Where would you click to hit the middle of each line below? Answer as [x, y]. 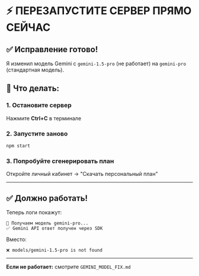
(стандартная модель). [35, 70]
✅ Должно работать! [47, 198]
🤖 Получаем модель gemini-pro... [47, 223]
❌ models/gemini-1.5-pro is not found [54, 250]
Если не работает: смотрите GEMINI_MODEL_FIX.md [69, 267]
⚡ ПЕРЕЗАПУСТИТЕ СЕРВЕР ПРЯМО [99, 11]
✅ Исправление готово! [52, 49]
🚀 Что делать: [33, 89]
